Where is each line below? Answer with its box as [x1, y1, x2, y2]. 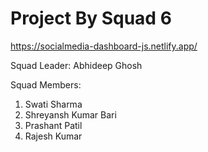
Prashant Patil [24, 119, 83, 131]
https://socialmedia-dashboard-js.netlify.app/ [10, 40, 198, 52]
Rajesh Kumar [24, 130, 83, 142]
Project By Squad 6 [10, 7, 172, 30]
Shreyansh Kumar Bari [24, 108, 117, 121]
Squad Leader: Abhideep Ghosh [10, 59, 143, 71]
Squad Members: [10, 78, 82, 91]
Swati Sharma [24, 98, 83, 110]
